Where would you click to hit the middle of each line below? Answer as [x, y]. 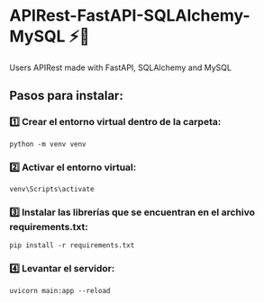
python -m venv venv [48, 144]
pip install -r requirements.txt [72, 245]
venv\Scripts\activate [52, 189]
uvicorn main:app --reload [60, 290]
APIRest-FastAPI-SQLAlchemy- [130, 16]
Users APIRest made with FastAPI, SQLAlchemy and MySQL [121, 67]
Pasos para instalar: [66, 96]
